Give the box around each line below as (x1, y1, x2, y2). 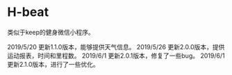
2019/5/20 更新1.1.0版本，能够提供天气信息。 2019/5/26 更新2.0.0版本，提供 (7, 42, 225, 51)
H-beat (7, 4, 49, 20)
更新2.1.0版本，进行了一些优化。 (7, 60, 99, 68)
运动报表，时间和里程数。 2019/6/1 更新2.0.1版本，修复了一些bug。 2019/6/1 (7, 51, 225, 60)
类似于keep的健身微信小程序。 (7, 28, 95, 36)
